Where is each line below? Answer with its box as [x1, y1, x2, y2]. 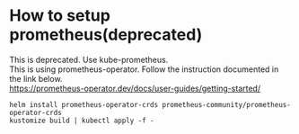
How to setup [9, 5, 110, 26]
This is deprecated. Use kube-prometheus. [9, 54, 169, 65]
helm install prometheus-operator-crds [9, 100, 159, 109]
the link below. [9, 73, 63, 84]
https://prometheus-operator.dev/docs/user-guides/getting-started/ [9, 83, 261, 94]
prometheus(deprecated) [9, 24, 203, 45]
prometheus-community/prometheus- [162, 100, 292, 109]
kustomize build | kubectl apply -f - [9, 116, 154, 125]
